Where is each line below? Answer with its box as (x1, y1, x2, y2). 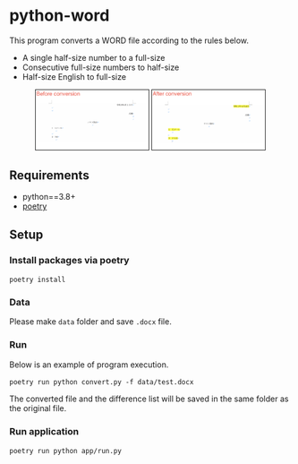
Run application (9, 425, 79, 437)
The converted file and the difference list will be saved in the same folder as (9, 393, 289, 404)
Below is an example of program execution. (9, 359, 169, 370)
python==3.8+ (21, 192, 76, 202)
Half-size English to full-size (21, 71, 127, 82)
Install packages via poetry (9, 253, 130, 266)
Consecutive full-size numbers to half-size (21, 62, 180, 73)
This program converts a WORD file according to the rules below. (9, 35, 249, 46)
